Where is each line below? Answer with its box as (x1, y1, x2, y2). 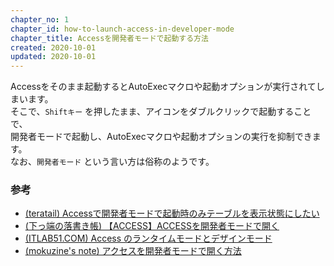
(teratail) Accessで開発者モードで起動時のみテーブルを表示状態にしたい (24, 207, 320, 220)
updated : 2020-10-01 (10, 52, 97, 62)
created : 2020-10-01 (10, 42, 97, 53)
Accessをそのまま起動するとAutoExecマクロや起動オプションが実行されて (10, 81, 317, 93)
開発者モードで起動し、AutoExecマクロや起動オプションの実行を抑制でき (10, 131, 313, 143)
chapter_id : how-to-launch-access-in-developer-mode (10, 24, 235, 34)
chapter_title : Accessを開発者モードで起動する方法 (10, 33, 209, 43)
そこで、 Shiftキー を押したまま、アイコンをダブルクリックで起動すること (10, 106, 312, 118)
